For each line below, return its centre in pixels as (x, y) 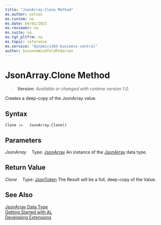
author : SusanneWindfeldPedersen (39, 51)
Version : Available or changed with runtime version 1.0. (73, 89)
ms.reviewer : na (22, 28)
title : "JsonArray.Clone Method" (39, 10)
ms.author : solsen (24, 14)
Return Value (25, 168)
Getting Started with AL (29, 212)
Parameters (23, 140)
